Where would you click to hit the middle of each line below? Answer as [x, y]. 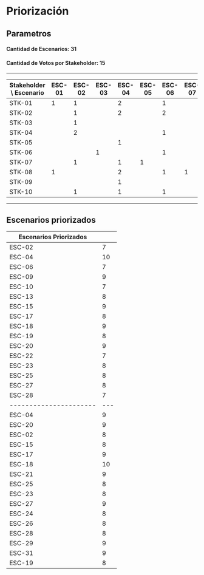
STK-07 [21, 162]
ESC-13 [21, 297]
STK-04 [21, 133]
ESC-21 [21, 474]
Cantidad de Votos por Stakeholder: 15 [56, 63]
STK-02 [21, 113]
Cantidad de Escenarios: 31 [42, 49]
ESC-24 [21, 514]
